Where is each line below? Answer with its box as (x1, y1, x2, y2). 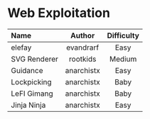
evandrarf (66, 42, 100, 52)
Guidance (11, 65, 43, 75)
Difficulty (107, 30, 140, 40)
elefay (11, 42, 32, 52)
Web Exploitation (7, 5, 110, 21)
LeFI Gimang (11, 89, 53, 98)
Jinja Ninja (11, 100, 46, 110)
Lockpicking (11, 76, 52, 86)
